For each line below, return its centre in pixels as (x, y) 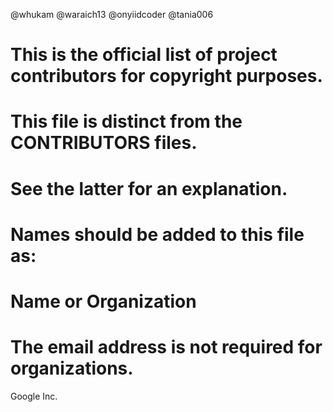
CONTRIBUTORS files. (104, 143)
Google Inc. (34, 396)
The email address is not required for (166, 347)
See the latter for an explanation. (149, 188)
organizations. (72, 368)
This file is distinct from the (126, 121)
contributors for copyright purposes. (166, 76)
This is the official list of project (144, 55)
